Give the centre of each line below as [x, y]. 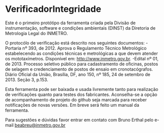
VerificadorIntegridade [53, 9]
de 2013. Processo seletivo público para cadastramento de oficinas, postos [82, 64]
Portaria [13, 48]
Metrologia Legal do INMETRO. [37, 33]
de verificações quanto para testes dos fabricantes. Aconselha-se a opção [81, 94]
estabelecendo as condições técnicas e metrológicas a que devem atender [82, 53]
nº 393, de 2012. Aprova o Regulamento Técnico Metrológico [84, 48]
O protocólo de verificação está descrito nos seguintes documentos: [75, 43]
